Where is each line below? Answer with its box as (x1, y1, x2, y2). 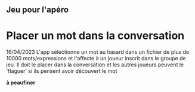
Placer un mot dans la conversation (6, 29, 185, 42)
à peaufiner (6, 79, 36, 86)
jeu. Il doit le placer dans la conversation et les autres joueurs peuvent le (6, 61, 184, 68)
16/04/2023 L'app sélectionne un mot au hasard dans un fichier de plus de (6, 48, 190, 56)
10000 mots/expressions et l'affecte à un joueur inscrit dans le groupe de (6, 55, 186, 62)
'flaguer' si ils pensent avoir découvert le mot (6, 68, 117, 75)
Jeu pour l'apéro (6, 5, 69, 15)
